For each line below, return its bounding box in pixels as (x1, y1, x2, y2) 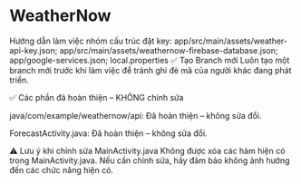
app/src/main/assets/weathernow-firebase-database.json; (59, 44, 278, 55)
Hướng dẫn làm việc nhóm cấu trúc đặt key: (9, 35, 172, 46)
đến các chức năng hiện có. (9, 164, 114, 175)
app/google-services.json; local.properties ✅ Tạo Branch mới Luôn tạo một (9, 54, 290, 65)
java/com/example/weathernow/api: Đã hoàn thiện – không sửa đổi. (9, 110, 262, 121)
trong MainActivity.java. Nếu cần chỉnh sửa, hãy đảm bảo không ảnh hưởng (9, 155, 290, 166)
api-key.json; (9, 44, 58, 55)
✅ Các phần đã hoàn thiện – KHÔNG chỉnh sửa (9, 92, 184, 102)
